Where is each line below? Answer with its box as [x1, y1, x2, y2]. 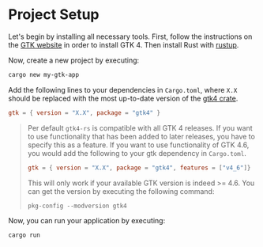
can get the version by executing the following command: [27, 186, 215, 196]
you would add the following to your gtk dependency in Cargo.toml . [27, 148, 246, 158]
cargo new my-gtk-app [8, 70, 80, 78]
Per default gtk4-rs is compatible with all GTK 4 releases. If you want [27, 123, 253, 132]
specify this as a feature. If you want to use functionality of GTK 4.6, [27, 140, 250, 150]
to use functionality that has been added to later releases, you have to [27, 131, 255, 141]
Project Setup [8, 6, 100, 24]
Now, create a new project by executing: [8, 55, 140, 65]
